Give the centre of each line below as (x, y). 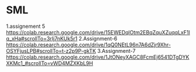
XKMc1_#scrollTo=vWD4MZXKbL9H (50, 63)
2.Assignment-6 (98, 38)
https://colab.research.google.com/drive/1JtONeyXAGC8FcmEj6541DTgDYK (98, 57)
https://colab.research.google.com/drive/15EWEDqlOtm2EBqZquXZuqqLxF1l (98, 32)
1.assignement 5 (26, 26)
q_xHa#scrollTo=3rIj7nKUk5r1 (42, 38)
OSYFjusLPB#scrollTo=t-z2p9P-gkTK (51, 51)
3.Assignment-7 (116, 51)
